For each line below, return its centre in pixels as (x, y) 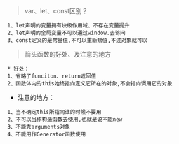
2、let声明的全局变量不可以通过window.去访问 (66, 33)
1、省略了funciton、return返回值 (52, 76)
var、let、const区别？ (56, 11)
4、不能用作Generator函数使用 (47, 134)
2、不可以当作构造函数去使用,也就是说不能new (65, 120)
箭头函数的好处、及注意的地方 (67, 54)
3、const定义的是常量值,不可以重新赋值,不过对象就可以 (77, 41)
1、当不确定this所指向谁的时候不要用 (54, 112)
